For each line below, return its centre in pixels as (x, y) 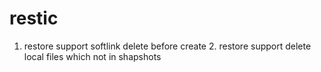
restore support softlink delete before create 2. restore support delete (167, 46)
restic (34, 18)
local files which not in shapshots (92, 56)
